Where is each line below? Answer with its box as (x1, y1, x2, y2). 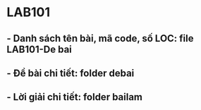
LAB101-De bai (6, 43, 72, 55)
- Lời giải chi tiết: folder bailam (6, 91, 142, 103)
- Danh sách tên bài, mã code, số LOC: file (6, 32, 195, 44)
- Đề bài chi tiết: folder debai (6, 67, 135, 79)
